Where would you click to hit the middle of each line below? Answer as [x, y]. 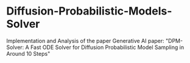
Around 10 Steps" [28, 53]
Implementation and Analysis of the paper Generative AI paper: [85, 41]
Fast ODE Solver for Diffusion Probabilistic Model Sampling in [107, 47]
